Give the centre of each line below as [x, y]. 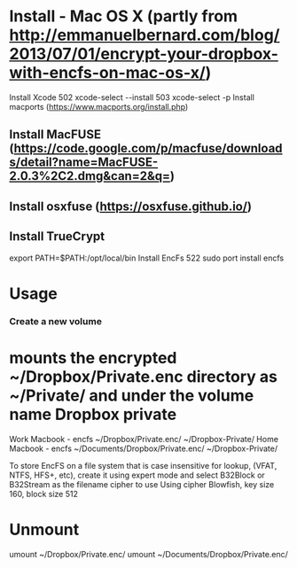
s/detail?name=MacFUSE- [84, 163]
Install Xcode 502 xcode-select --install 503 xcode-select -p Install [132, 97]
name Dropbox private [93, 414]
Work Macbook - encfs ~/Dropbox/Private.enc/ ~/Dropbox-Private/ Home [144, 439]
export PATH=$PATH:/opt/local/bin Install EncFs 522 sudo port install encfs [147, 258]
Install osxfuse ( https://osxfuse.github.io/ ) [131, 206]
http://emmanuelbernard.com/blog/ [145, 35]
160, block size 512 [43, 494]
